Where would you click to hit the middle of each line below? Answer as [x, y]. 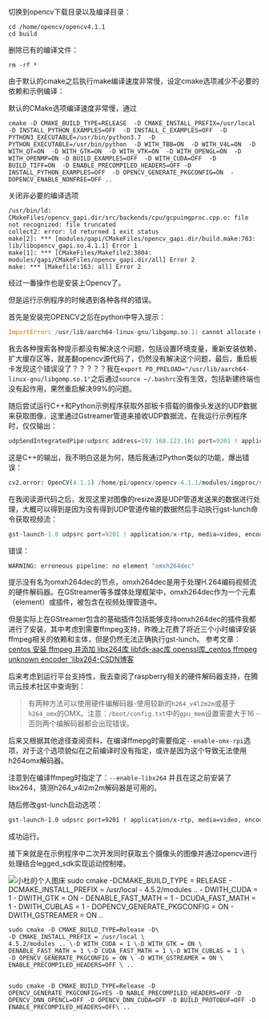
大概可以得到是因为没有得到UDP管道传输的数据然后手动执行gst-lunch [137, 509]
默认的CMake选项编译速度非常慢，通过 [73, 108]
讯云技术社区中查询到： [47, 687]
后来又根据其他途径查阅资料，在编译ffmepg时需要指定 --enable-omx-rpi [126, 740]
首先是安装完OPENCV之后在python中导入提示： [87, 317]
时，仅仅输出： [33, 426]
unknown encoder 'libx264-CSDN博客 [71, 659]
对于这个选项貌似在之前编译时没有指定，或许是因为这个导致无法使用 [134, 751]
